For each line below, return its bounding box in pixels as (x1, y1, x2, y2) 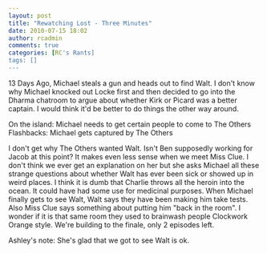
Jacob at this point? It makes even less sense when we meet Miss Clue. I (8, 151, 249, 161)
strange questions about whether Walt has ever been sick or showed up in (8, 169, 254, 179)
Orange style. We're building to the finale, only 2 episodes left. (8, 219, 215, 229)
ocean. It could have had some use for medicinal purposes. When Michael (8, 186, 254, 195)
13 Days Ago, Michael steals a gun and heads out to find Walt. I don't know (8, 78, 255, 88)
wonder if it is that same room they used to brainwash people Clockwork (8, 211, 249, 221)
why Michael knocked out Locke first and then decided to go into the (8, 86, 236, 96)
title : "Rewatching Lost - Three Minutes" (8, 19, 152, 27)
